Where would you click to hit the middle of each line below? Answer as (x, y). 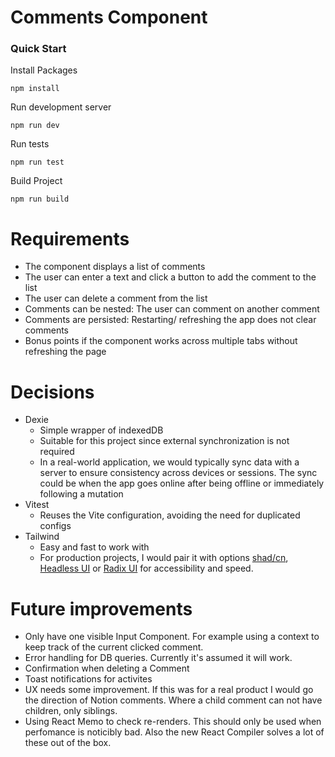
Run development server (61, 107)
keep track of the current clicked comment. (114, 647)
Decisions (52, 392)
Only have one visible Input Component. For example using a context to (172, 637)
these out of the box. (68, 743)
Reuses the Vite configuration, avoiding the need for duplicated (170, 515)
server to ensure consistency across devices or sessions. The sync (178, 473)
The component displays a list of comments (115, 267)
